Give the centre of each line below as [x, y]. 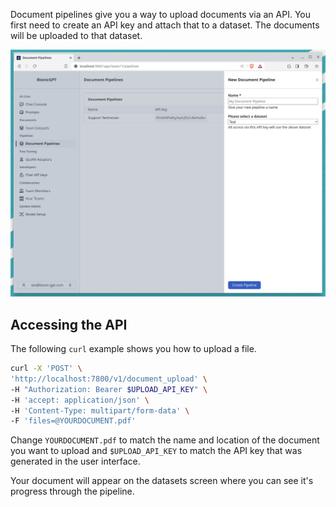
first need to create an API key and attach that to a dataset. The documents [165, 25]
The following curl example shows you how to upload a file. [133, 349]
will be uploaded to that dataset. [76, 35]
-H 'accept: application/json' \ [80, 400]
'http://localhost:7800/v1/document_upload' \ [109, 379]
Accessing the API [69, 324]
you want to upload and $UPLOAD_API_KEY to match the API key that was [156, 451]
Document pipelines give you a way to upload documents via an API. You [161, 14]
